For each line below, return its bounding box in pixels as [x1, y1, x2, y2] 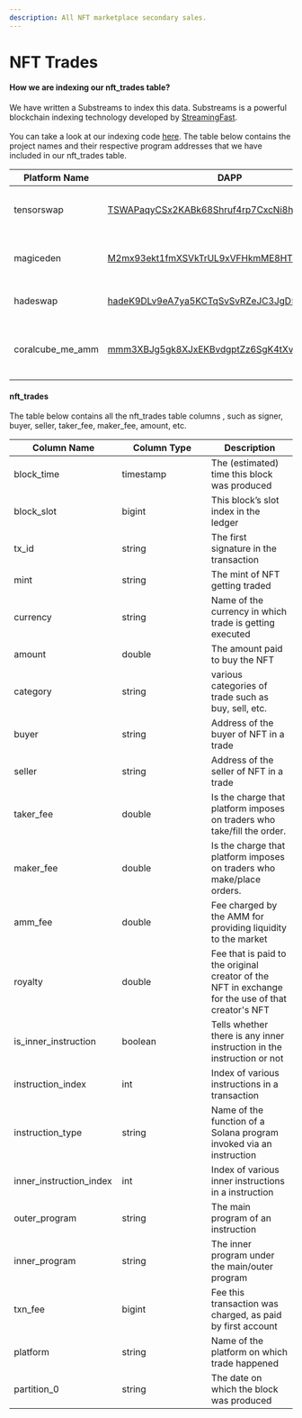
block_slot [13, 505, 57, 518]
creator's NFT [210, 1004, 270, 1016]
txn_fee [13, 1303, 45, 1315]
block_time [13, 468, 60, 481]
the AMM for [210, 910, 264, 923]
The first [210, 531, 247, 544]
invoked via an [210, 1138, 272, 1151]
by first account [210, 1320, 278, 1332]
